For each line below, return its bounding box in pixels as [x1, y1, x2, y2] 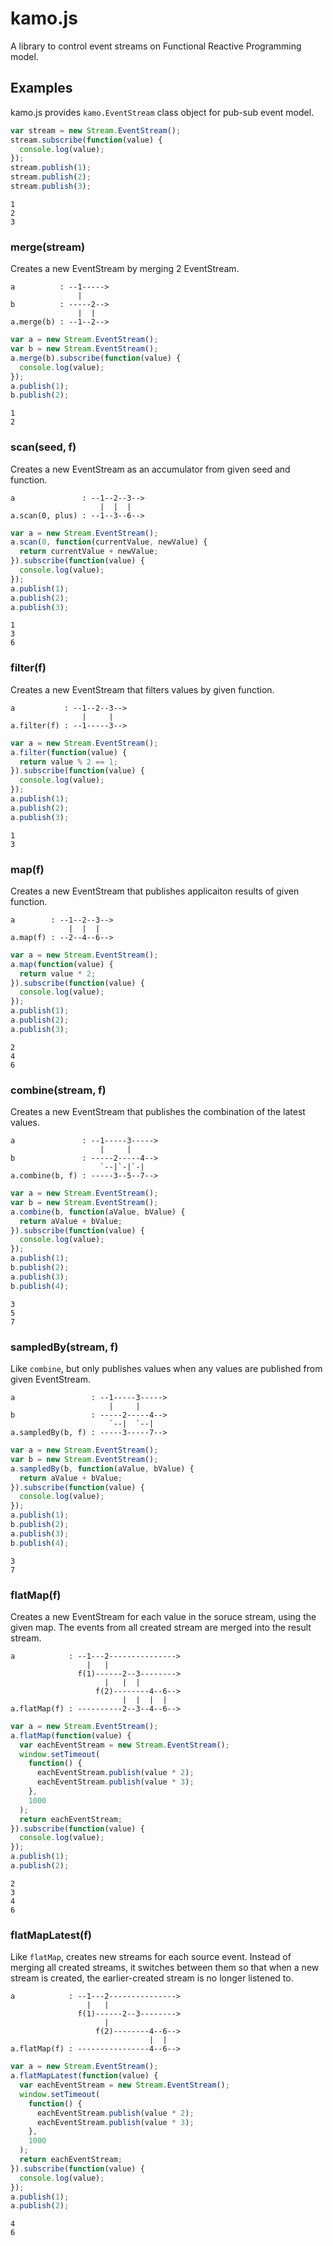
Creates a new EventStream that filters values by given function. [10, 683, 275, 696]
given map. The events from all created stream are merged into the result [10, 1621, 312, 1633]
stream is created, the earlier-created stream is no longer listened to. [10, 1972, 294, 1984]
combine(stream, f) [10, 1083, 107, 1097]
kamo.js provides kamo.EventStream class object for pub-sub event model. [10, 106, 315, 118]
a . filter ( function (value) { [10, 747, 128, 757]
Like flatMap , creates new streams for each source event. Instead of [10, 1951, 292, 1963]
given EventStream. [10, 1373, 92, 1386]
